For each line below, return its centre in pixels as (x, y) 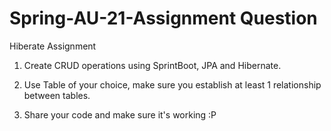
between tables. (57, 95)
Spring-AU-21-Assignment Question (163, 18)
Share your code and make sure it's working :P (120, 114)
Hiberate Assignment (53, 46)
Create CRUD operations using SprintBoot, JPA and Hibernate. (152, 65)
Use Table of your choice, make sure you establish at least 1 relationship (172, 84)
